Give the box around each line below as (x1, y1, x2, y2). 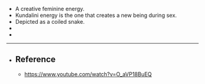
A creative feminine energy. (15, 5, 85, 12)
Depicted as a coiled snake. (15, 18, 85, 25)
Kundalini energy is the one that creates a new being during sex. (15, 12, 177, 19)
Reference (15, 54, 56, 65)
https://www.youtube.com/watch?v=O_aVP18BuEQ (24, 70, 153, 78)
